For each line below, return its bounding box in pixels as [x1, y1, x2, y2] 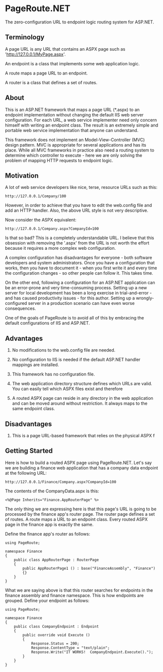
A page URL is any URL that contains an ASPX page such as [5, 46, 126, 52]
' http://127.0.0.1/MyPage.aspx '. [5, 51, 66, 57]
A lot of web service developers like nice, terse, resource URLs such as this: [5, 185, 158, 190]
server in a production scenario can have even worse [28, 300, 135, 306]
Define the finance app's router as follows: [5, 531, 91, 537]
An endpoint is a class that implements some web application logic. [5, 60, 140, 66]
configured [5, 300, 27, 306]
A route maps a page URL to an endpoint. [5, 70, 88, 76]
